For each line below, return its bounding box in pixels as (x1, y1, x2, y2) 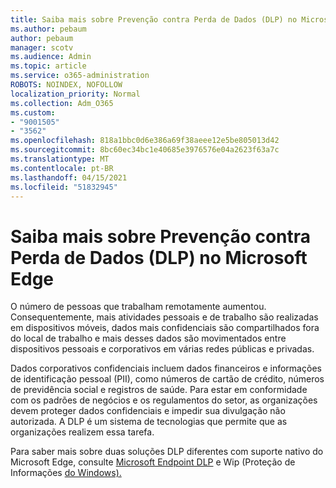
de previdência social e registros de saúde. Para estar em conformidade (10, 384, 308, 396)
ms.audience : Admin (10, 52, 92, 62)
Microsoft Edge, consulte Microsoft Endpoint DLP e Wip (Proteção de (10, 456, 296, 468)
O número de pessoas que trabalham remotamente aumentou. (10, 301, 267, 313)
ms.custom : (10, 107, 56, 118)
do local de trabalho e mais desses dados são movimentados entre (10, 332, 287, 345)
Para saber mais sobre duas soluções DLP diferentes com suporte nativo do (10, 446, 324, 458)
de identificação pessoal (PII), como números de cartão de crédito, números (10, 373, 325, 385)
